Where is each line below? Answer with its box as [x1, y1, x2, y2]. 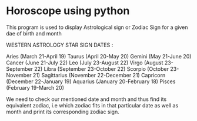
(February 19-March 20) [6, 84, 65, 91]
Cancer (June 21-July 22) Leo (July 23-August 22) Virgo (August [6, 59, 163, 66]
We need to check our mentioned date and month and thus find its [6, 96, 167, 103]
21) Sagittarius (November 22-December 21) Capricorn [32, 71, 166, 79]
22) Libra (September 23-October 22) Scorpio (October [34, 65, 169, 72]
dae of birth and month [6, 30, 62, 37]
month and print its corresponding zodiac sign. [6, 108, 119, 115]
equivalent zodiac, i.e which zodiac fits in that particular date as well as [6, 102, 179, 109]
